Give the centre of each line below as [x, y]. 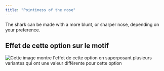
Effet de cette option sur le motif [57, 46]
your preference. [23, 30]
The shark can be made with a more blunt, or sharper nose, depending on [82, 24]
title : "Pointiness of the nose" [40, 10]
